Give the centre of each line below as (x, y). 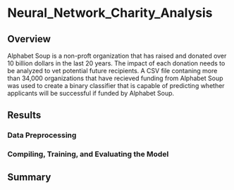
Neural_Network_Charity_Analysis (110, 13)
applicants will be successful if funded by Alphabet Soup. (91, 93)
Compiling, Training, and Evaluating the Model (88, 154)
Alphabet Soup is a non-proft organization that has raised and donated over (117, 56)
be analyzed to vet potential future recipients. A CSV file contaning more (112, 71)
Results (24, 115)
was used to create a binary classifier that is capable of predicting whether (116, 85)
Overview (29, 39)
